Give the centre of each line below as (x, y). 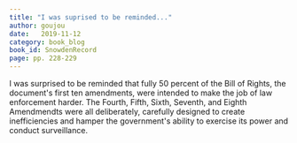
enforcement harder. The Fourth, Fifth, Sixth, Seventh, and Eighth (128, 102)
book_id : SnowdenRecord (53, 50)
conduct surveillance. (49, 130)
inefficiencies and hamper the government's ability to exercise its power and (149, 121)
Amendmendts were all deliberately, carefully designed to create (127, 112)
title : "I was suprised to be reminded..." (91, 17)
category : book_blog (47, 42)
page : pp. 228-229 (43, 58)
